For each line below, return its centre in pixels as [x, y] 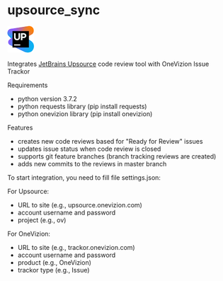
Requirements [28, 85]
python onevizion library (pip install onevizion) [85, 114]
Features [20, 127]
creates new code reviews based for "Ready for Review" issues [110, 141]
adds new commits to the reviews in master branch [92, 164]
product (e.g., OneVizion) [55, 262]
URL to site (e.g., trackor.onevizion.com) [76, 247]
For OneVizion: [29, 234]
